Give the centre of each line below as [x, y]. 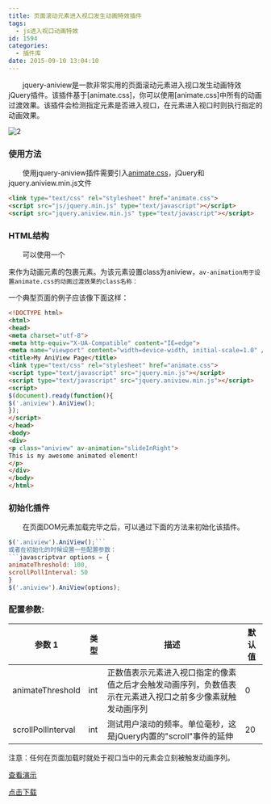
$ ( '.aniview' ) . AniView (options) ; [65, 587]
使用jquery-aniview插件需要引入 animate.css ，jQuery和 [114, 173]
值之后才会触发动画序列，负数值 [168, 684]
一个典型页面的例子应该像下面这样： [69, 298]
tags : [17, 23]
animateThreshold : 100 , [48, 565]
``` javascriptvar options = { [59, 558]
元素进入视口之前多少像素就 [176, 697]
